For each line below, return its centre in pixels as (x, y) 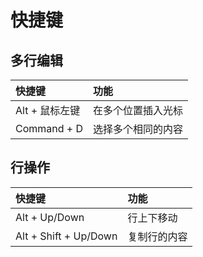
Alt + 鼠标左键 (48, 110)
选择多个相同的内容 (138, 129)
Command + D (49, 128)
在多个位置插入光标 (138, 110)
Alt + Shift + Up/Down (66, 236)
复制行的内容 (157, 236)
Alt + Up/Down (50, 217)
